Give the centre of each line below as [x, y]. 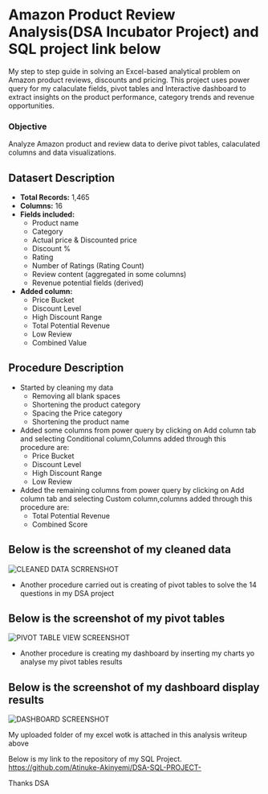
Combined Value [59, 343]
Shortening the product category [86, 404]
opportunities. [31, 105]
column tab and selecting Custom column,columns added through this [136, 498]
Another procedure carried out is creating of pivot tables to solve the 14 [138, 585]
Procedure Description [66, 368]
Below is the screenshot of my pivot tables [117, 619]
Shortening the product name [81, 421]
